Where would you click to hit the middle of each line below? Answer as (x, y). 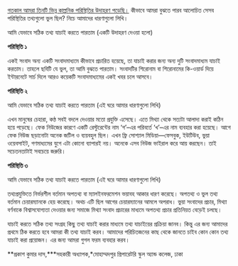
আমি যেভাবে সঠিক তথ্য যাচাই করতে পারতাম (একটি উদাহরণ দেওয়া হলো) (80, 32)
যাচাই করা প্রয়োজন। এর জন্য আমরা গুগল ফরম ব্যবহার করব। (69, 240)
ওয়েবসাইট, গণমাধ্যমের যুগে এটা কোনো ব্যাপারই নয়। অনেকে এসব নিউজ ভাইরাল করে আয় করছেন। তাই (112, 143)
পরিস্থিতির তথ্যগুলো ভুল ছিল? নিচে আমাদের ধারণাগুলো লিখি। (68, 18)
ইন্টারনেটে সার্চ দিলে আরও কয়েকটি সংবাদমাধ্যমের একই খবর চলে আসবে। (80, 77)
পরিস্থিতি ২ (18, 91)
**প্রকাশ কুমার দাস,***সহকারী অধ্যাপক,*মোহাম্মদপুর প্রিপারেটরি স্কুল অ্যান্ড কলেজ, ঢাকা (95, 254)
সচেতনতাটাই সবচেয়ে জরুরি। (37, 151)
